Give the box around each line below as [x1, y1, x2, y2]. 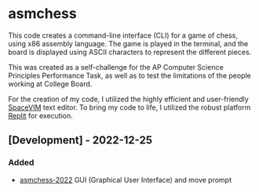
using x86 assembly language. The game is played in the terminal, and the [8, 38, 249, 48]
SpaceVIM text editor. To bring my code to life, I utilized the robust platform [8, 103, 251, 112]
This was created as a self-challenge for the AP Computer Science [8, 62, 224, 71]
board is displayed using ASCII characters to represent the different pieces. [8, 47, 252, 56]
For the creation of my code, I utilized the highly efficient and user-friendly [8, 94, 249, 103]
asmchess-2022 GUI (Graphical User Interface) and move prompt [19, 175, 232, 184]
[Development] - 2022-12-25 [8, 134, 153, 147]
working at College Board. [8, 79, 93, 89]
